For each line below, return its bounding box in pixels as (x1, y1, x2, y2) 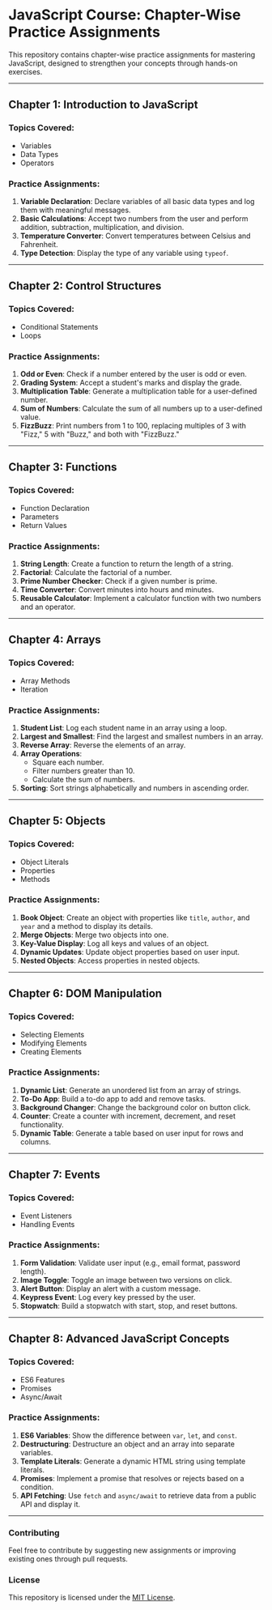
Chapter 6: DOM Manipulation (8, 986, 163, 1001)
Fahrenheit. (19, 239, 58, 249)
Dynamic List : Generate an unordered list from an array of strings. (19, 1085, 241, 1095)
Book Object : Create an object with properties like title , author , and (19, 913, 250, 922)
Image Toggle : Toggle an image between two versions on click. (19, 1275, 232, 1284)
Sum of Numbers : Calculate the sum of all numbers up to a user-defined (19, 403, 263, 413)
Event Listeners (19, 1211, 73, 1220)
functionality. (19, 1119, 64, 1129)
